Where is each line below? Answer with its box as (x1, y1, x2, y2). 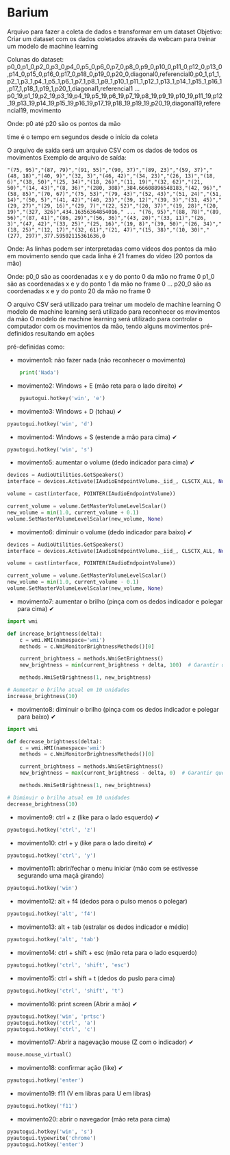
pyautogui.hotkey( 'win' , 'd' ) (7, 420, 94, 427)
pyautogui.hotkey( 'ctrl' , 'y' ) (7, 852, 97, 859)
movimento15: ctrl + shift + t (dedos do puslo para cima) (16, 974, 176, 982)
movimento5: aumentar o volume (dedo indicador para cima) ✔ (16, 458, 195, 467)
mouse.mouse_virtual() (7, 1052, 72, 1058)
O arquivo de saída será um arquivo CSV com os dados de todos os (7, 146, 198, 154)
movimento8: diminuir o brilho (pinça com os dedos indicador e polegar (16, 705, 219, 713)
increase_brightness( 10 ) (7, 693, 78, 699)
